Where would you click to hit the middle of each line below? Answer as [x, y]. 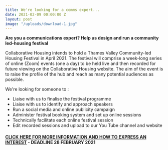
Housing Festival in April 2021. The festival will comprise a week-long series [83, 58]
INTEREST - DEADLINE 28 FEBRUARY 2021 [50, 142]
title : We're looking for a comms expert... [52, 10]
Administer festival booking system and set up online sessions [77, 115]
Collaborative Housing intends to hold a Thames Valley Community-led [78, 53]
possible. [15, 79]
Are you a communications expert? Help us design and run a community [82, 38]
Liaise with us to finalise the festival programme [62, 99]
